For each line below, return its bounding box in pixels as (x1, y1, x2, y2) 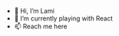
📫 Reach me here (14, 22, 68, 30)
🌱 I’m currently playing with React (14, 14, 113, 23)
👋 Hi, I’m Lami (14, 7, 55, 15)
